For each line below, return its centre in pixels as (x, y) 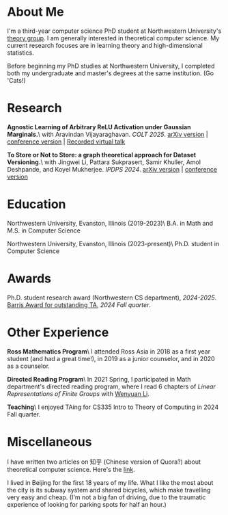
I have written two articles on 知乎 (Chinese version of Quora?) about (104, 462)
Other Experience (58, 332)
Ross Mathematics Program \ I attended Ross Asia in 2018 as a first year (109, 351)
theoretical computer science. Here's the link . (71, 469)
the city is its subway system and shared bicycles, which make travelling (109, 490)
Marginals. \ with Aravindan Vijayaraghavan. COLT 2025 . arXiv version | (108, 134)
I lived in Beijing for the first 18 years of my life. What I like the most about (110, 482)
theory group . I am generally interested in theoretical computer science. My (113, 38)
